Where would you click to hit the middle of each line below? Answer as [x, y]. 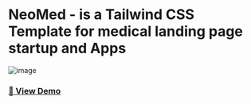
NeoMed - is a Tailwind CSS [102, 15]
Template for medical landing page [125, 31]
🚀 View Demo [35, 91]
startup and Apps [67, 48]
